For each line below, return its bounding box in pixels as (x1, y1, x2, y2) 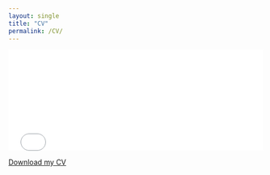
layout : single (8, 11, 60, 20)
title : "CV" (8, 19, 49, 28)
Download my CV (8, 157, 67, 167)
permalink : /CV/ (8, 27, 63, 35)
